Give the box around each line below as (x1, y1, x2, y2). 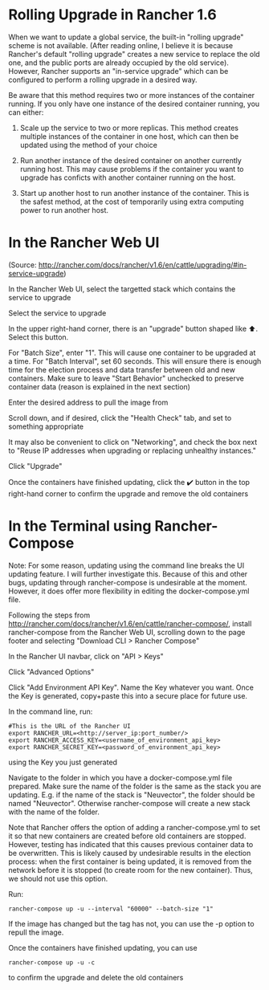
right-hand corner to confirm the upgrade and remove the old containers (8, 488, 249, 499)
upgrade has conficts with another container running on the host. (19, 173, 236, 182)
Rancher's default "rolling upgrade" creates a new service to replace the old (8, 49, 260, 59)
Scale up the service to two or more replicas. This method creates (19, 123, 239, 132)
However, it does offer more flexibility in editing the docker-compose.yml (8, 586, 250, 596)
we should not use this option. (8, 874, 108, 883)
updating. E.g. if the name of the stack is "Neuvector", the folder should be (8, 789, 255, 800)
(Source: (8, 259, 37, 270)
